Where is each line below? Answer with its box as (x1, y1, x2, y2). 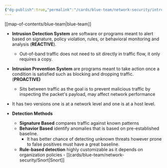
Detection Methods (11, 110, 53, 116)
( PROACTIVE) (11, 76, 41, 82)
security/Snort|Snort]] (19, 157, 65, 163)
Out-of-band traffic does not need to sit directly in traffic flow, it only (19, 51, 161, 57)
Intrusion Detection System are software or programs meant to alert (11, 30, 154, 36)
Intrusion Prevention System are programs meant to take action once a (11, 66, 160, 72)
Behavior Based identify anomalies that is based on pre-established (19, 125, 160, 131)
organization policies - (19, 152, 66, 158)
